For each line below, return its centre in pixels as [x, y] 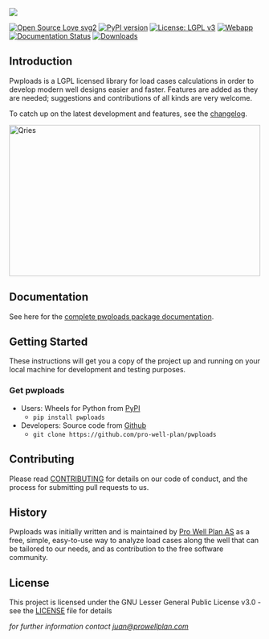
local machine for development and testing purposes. [98, 370]
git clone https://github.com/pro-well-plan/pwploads [124, 434]
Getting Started [49, 342]
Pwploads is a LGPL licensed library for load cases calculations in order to [132, 81]
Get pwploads [37, 391]
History [28, 512]
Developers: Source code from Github [84, 425]
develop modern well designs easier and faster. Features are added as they [134, 89]
